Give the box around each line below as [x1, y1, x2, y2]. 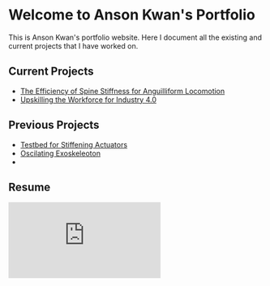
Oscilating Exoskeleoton [19, 148, 101, 158]
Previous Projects [8, 118, 100, 132]
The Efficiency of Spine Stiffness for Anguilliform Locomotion [19, 86, 225, 96]
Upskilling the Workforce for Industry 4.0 [19, 95, 156, 105]
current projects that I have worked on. [8, 41, 139, 50]
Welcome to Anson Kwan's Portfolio [8, 6, 255, 24]
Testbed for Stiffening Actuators [19, 139, 128, 149]
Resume [8, 180, 51, 194]
